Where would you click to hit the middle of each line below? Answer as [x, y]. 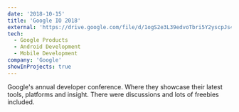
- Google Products [41, 40]
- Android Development [47, 47]
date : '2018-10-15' [36, 14]
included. [21, 102]
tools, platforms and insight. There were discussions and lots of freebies [113, 94]
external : [22, 27]
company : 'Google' [34, 60]
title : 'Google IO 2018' [44, 21]
